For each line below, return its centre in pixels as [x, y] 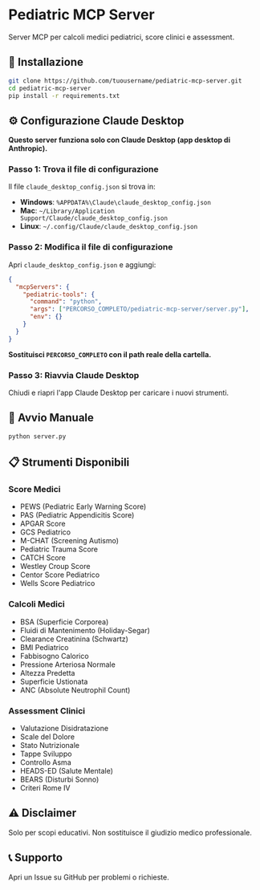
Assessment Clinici [47, 710]
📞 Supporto [35, 857]
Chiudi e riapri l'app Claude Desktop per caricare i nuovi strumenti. [119, 392]
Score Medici [35, 489]
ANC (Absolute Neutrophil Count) [75, 690]
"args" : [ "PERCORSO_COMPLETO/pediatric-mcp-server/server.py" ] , [139, 309]
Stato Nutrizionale [50, 745]
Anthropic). [28, 148]
